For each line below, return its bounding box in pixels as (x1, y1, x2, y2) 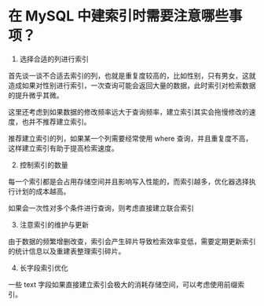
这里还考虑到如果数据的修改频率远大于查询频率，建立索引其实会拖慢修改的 (8, 107, 249, 116)
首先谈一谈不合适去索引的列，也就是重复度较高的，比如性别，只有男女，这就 (8, 71, 256, 80)
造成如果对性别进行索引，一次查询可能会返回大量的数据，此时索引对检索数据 (8, 80, 256, 90)
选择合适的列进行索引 (19, 54, 89, 64)
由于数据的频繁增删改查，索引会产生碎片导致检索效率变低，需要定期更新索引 (8, 236, 256, 246)
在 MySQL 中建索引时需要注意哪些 (8, 7, 229, 25)
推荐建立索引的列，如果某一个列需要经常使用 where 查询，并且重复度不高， (8, 133, 253, 143)
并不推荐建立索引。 (28, 117, 91, 126)
